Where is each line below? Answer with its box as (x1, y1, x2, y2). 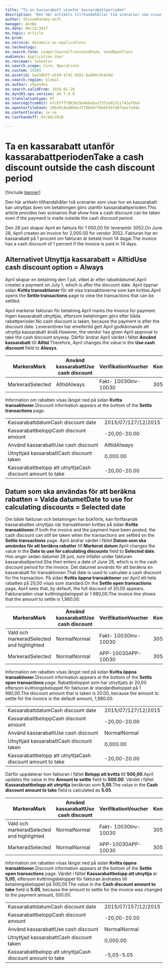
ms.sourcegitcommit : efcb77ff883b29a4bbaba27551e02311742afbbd (5, 101, 140, 106)
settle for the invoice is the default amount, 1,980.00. (5, 696, 114, 702)
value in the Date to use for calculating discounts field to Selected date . (5, 548, 156, 555)
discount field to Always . (5, 345, 58, 351)
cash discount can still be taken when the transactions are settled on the (5, 532, 155, 538)
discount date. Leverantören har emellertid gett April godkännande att (5, 323, 149, 329)
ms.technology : (5, 45, 37, 50)
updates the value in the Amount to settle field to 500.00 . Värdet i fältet (5, 776, 154, 783)
